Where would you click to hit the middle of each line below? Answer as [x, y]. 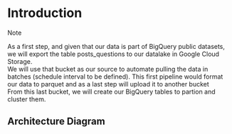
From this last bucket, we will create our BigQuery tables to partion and [111, 91]
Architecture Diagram [56, 122]
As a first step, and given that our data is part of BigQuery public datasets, [116, 46]
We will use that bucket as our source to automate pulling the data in [108, 69]
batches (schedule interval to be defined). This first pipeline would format [115, 77]
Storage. [20, 61]
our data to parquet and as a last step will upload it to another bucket [109, 84]
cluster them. [27, 99]
